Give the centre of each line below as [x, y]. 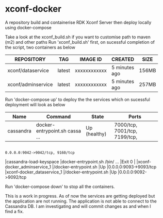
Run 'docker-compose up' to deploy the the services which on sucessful [78, 99]
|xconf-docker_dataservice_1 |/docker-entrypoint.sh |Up [61, 172]
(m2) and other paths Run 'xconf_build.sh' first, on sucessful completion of [80, 42]
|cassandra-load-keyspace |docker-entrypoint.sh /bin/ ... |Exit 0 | [70, 162]
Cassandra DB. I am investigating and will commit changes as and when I [78, 206]
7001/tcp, [126, 131]
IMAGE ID [91, 59]
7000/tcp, [126, 125]
